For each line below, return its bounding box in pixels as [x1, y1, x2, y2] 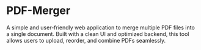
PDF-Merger [6, 4, 71, 18]
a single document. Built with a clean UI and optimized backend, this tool [6, 30, 189, 37]
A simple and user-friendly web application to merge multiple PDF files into [6, 24, 196, 31]
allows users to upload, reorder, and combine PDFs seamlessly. [6, 37, 166, 44]
